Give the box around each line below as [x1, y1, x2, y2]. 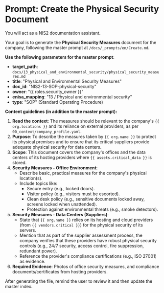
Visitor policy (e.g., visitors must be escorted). [26, 191, 120, 197]
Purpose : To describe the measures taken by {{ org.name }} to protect [12, 134, 156, 139]
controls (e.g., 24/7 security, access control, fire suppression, [19, 243, 144, 248]
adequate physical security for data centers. [12, 144, 102, 150]
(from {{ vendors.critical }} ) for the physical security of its [19, 222, 143, 228]
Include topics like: [19, 180, 58, 186]
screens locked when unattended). [26, 201, 97, 207]
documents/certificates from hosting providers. [12, 269, 108, 274]
